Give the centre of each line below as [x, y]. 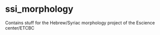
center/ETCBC [20, 28]
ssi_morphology [39, 9]
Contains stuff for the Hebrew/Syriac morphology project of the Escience [80, 23]
